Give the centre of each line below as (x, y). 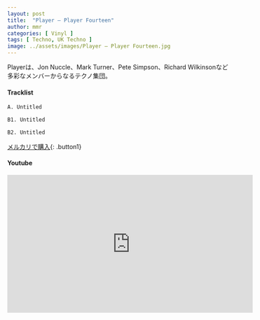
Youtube (20, 163)
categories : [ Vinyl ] (40, 33)
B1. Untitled (26, 120)
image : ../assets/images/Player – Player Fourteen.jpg (89, 46)
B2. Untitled (26, 132)
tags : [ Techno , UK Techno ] (50, 40)
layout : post (26, 14)
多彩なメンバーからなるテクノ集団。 (60, 76)
